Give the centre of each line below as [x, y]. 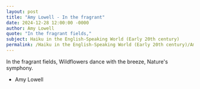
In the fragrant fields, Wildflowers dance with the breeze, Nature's [87, 61]
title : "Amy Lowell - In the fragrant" [56, 17]
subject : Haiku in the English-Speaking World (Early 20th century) [93, 39]
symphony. [20, 68]
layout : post [22, 12]
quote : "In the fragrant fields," [49, 34]
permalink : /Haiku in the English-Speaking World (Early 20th [85, 45]
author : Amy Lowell [30, 28]
